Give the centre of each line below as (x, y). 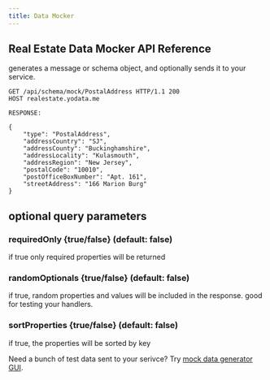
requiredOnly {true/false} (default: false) (91, 239)
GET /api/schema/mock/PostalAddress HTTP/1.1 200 (94, 92)
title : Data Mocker (41, 16)
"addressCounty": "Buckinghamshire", (87, 149)
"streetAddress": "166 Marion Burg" (85, 184)
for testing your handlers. (51, 304)
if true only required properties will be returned (87, 257)
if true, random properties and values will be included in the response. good (135, 296)
